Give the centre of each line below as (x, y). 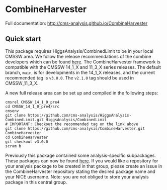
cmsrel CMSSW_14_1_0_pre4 (32, 102)
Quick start (23, 39)
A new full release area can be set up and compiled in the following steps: (82, 93)
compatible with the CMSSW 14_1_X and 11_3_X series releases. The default (83, 67)
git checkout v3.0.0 (27, 142)
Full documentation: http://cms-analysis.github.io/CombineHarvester (76, 23)
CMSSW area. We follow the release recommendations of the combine (78, 56)
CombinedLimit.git (24, 120)
